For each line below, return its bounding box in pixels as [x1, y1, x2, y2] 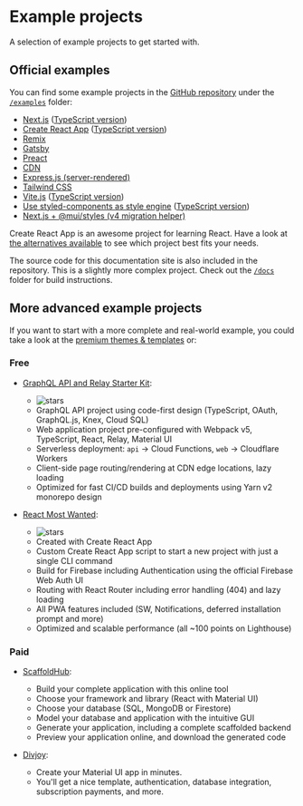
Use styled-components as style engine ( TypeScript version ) [22, 200, 251, 211]
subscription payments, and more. [35, 786, 165, 797]
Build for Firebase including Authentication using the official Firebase [35, 565, 294, 576]
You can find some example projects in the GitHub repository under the [9, 86, 275, 97]
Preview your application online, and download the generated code [35, 732, 287, 743]
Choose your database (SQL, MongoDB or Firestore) [35, 703, 232, 714]
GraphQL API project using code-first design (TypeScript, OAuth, [35, 404, 279, 415]
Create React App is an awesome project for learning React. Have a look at [9, 228, 288, 238]
